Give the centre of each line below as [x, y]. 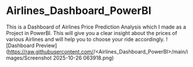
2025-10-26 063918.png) [83, 58]
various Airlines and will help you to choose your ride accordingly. [85, 39]
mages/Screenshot [29, 58]
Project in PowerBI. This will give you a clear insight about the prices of [92, 33]
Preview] [46, 45]
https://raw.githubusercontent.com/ [51, 51]
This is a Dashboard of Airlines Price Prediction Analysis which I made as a [96, 27]
